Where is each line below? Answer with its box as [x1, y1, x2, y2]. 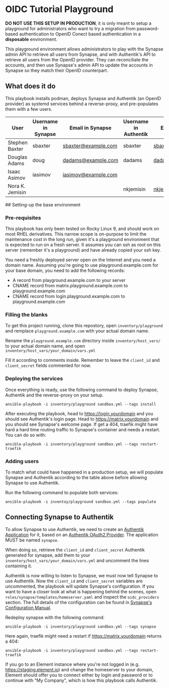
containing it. [5, 563, 33, 569]
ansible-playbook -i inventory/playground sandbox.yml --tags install [5, 402, 156, 407]
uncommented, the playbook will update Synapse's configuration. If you [5, 583, 154, 589]
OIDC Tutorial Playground [5, 4, 114, 15]
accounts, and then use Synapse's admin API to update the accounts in [5, 62, 153, 68]
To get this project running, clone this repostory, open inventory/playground [5, 323, 163, 329]
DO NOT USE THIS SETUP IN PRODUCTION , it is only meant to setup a [5, 20, 152, 26]
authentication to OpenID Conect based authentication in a [19, 31, 141, 37]
